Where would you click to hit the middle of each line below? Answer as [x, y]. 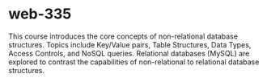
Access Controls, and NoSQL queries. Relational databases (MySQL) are [129, 53]
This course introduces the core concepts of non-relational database [123, 36]
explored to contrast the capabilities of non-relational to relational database [134, 62]
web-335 [40, 14]
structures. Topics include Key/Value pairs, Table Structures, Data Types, [130, 44]
